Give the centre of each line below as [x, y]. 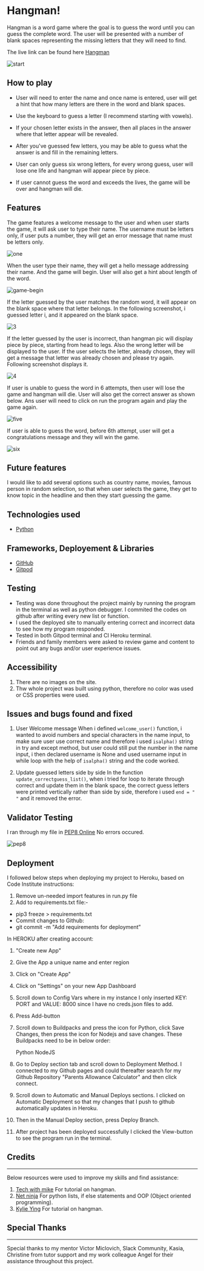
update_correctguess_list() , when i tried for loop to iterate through [100, 779]
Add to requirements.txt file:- [52, 902]
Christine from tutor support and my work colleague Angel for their [90, 1255]
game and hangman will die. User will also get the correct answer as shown [101, 394]
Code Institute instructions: [41, 884]
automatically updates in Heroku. [57, 1108]
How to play [30, 83]
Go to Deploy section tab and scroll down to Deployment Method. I [99, 1064]
